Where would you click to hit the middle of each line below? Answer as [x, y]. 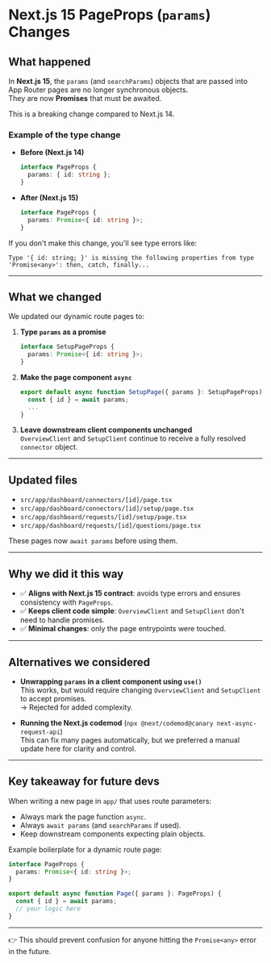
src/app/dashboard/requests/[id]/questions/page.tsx [110, 526]
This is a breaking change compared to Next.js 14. [92, 114]
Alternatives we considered [79, 662]
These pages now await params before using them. [93, 541]
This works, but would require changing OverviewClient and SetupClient [140, 690]
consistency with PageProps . [67, 602]
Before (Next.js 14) [52, 153]
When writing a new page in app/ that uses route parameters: [110, 801]
